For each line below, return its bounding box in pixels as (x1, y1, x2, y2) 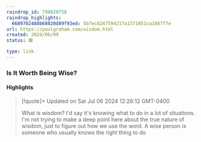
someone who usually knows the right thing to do (21, 129, 146, 136)
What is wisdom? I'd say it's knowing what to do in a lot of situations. (21, 110, 195, 116)
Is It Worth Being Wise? (6, 69, 78, 77)
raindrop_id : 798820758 (6, 9, 67, 15)
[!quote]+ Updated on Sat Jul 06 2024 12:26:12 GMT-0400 (21, 97, 170, 105)
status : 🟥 (6, 37, 34, 43)
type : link (6, 48, 34, 55)
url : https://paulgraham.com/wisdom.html (6, 26, 114, 32)
